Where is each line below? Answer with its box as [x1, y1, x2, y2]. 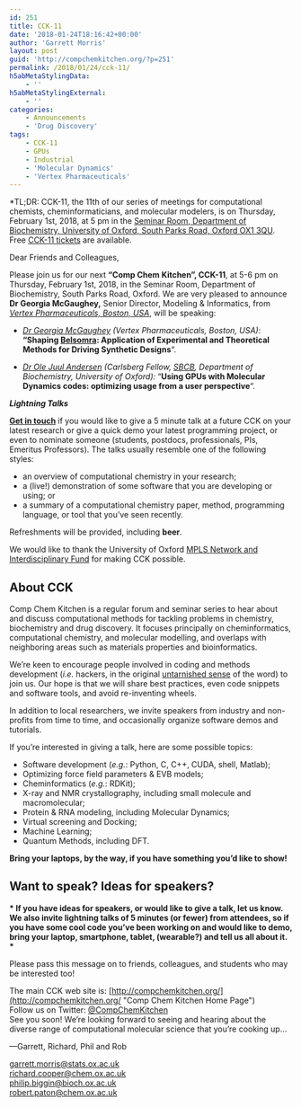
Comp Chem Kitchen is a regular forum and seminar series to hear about [9, 604, 279, 615]
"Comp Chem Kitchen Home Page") [122, 995, 256, 1005]
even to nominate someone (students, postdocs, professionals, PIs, [9, 435, 259, 446]
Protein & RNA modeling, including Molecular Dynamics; [22, 807, 231, 818]
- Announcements [25, 113, 87, 122]
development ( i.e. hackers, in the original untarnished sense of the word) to [9, 669, 288, 679]
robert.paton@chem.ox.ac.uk [9, 1086, 118, 1097]
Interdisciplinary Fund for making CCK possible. [9, 553, 186, 564]
